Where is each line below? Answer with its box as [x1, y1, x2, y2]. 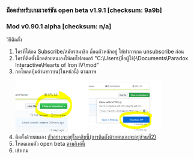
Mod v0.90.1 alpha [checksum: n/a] [6, 22, 112, 30]
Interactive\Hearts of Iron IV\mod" [14, 61, 99, 69]
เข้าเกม [14, 147, 29, 154]
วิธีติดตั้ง [6, 36, 22, 43]
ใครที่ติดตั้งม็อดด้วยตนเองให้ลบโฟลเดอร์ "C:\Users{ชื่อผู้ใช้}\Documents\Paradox [14, 55, 189, 62]
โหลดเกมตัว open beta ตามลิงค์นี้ [14, 140, 85, 148]
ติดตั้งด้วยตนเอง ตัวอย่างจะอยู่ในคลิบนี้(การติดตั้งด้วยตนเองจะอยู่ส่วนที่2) [14, 133, 157, 141]
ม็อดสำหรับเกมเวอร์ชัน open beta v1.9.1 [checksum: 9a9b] [6, 6, 162, 14]
